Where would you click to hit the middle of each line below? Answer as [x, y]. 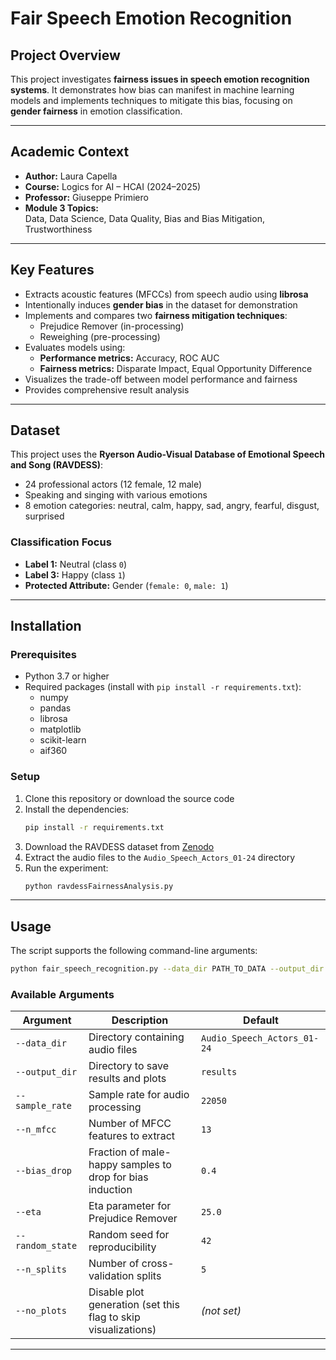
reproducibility [122, 1247]
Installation [46, 626]
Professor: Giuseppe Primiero [86, 197]
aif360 [53, 751]
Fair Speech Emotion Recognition [151, 18]
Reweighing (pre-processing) [100, 336]
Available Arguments [62, 995]
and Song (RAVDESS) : [57, 465]
